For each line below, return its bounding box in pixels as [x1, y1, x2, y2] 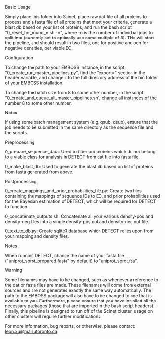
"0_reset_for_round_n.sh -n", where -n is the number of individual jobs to [5, 30, 153, 35]
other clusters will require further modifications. [5, 313, 102, 319]
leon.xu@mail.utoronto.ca [5, 328, 58, 334]
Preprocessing [5, 139, 35, 145]
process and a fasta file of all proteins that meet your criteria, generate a [5, 19, 152, 25]
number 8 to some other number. [5, 100, 72, 106]
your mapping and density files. [5, 233, 69, 239]
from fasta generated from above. [5, 169, 74, 175]
